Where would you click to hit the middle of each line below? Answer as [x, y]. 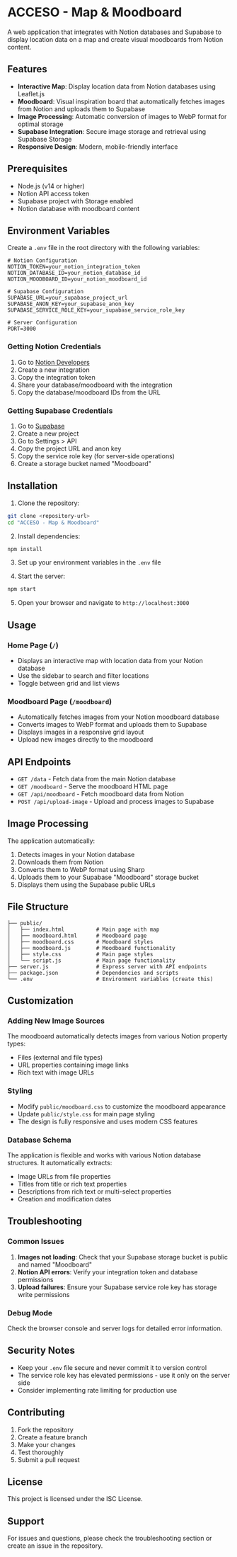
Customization [41, 1001]
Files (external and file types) [60, 1058]
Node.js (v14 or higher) [51, 186]
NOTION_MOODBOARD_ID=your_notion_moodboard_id [77, 279]
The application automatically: [51, 841]
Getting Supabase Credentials [60, 410]
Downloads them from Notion [60, 862]
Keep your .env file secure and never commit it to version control [112, 1367]
